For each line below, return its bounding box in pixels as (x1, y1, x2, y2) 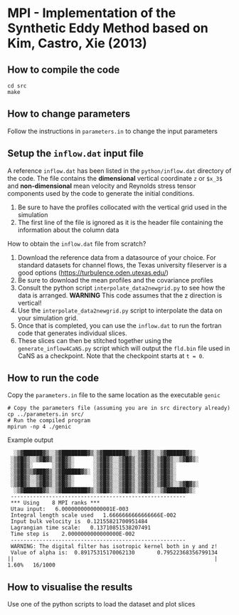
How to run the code (7, 372, 100, 384)
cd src (7, 83, 27, 90)
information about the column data (17, 226, 119, 234)
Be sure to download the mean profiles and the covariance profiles (17, 275, 213, 284)
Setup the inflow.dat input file (7, 147, 144, 159)
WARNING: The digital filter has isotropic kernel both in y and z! (10, 543, 218, 550)
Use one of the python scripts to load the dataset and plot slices (7, 600, 196, 609)
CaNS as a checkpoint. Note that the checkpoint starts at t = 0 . (17, 351, 204, 360)
